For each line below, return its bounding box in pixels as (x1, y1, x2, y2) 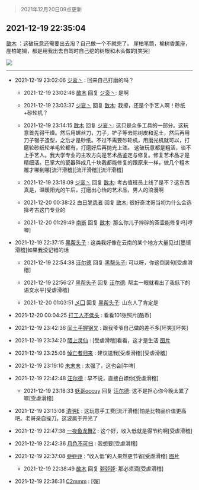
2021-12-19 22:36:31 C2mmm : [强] (14, 478, 101, 485)
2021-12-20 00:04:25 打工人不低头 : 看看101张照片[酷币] (14, 311, 152, 319)
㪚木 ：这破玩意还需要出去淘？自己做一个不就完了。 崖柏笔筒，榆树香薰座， (6, 40, 191, 47)
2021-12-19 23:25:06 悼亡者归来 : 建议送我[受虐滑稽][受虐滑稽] (14, 349, 168, 357)
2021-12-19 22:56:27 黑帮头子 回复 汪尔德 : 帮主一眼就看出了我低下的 (23, 279, 191, 286)
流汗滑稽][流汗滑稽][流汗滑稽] (51, 166, 124, 173)
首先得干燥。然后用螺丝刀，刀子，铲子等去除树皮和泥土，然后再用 (28, 129, 190, 136)
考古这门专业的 (28, 206, 66, 213)
